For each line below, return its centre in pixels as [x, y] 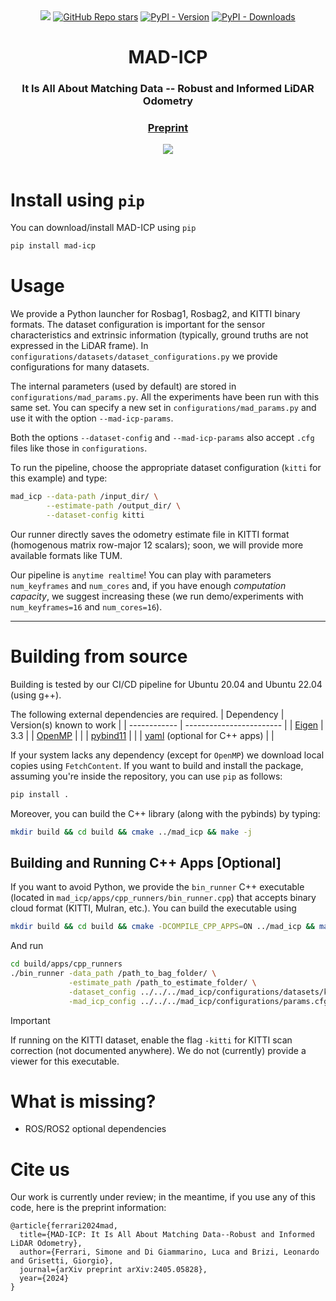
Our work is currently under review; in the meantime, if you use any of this [163, 1197]
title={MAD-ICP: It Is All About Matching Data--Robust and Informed [167, 1235]
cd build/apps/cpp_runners [66, 964]
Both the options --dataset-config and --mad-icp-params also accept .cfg [162, 438]
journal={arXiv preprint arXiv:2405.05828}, [113, 1270]
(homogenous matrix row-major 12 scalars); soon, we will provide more [157, 545]
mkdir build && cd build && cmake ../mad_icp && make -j [131, 832]
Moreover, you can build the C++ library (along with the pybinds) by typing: [165, 813]
